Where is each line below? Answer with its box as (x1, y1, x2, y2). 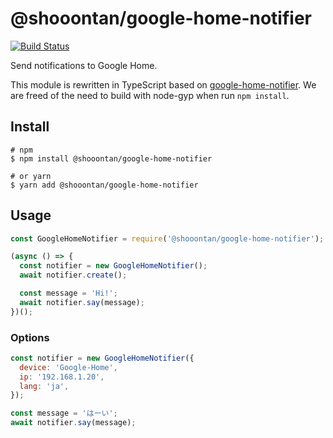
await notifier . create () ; (19, 270, 128, 281)
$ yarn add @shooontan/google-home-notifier (10, 180, 199, 190)
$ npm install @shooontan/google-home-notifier (10, 153, 213, 164)
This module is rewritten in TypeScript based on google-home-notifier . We (10, 78, 317, 91)
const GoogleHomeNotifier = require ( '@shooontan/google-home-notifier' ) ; (10, 233, 325, 244)
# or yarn (10, 171, 52, 181)
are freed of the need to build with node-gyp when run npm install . (10, 89, 290, 101)
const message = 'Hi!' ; (19, 288, 118, 299)
